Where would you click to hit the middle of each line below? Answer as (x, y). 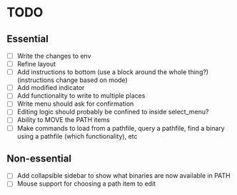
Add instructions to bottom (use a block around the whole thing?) (112, 72)
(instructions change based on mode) (72, 80)
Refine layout (36, 64)
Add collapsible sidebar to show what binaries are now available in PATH (123, 176)
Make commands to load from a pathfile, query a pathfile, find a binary (121, 128)
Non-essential (39, 158)
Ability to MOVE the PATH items (63, 120)
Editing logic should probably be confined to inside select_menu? (113, 112)
